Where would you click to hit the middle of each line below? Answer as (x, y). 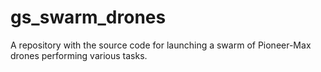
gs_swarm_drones (88, 17)
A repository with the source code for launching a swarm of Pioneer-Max (161, 45)
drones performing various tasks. (79, 55)
